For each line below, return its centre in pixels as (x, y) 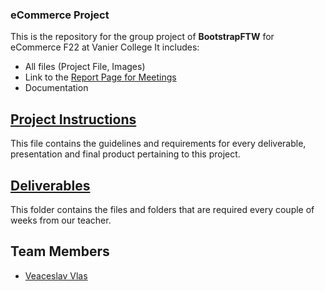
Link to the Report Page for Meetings (100, 77)
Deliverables (50, 185)
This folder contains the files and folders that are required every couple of (162, 209)
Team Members (60, 251)
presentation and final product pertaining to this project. (125, 154)
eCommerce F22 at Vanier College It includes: (105, 47)
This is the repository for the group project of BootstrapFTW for (142, 37)
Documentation (56, 88)
